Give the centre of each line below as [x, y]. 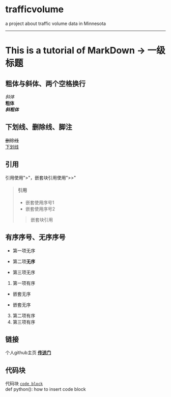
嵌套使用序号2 [40, 209]
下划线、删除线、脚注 [39, 127]
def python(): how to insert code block [46, 389]
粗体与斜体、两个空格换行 [45, 83]
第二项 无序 [24, 261]
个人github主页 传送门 [28, 353]
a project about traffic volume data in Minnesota [55, 23]
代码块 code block [24, 384]
